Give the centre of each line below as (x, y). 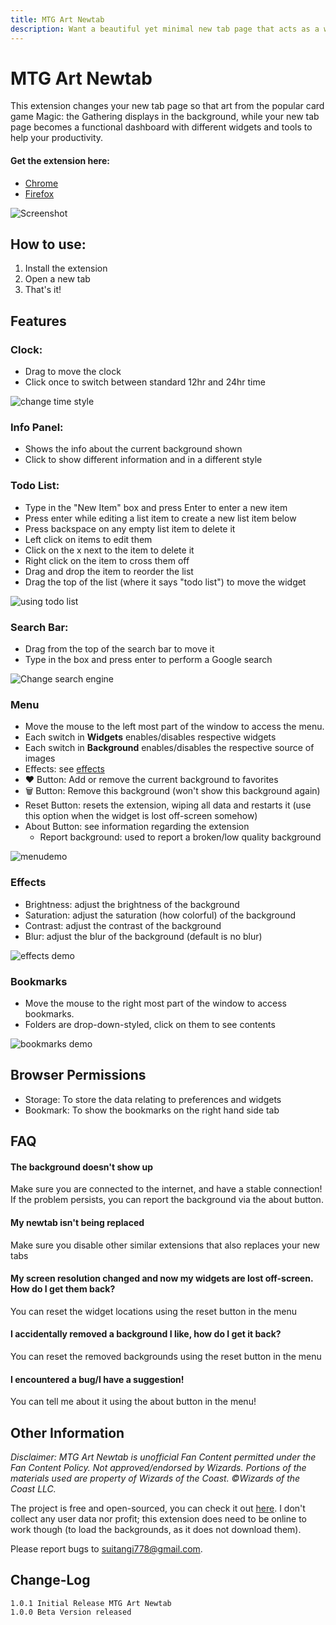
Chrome (41, 183)
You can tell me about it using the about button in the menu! (133, 1402)
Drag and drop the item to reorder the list (109, 571)
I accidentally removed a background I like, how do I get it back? (146, 1334)
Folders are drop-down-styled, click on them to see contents (150, 1024)
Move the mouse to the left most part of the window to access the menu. (174, 727)
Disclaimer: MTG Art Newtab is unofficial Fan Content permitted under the (163, 1457)
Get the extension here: (60, 161)
